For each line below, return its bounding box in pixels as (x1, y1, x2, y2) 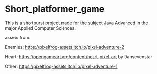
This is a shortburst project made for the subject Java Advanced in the (5, 20, 148, 26)
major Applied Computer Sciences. (5, 25, 76, 31)
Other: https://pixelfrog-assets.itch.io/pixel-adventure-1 (5, 63, 118, 69)
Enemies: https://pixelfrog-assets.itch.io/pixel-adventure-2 (5, 44, 125, 50)
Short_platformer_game (5, 3, 105, 15)
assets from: (5, 35, 31, 40)
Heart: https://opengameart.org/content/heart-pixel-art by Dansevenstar (5, 53, 153, 60)
